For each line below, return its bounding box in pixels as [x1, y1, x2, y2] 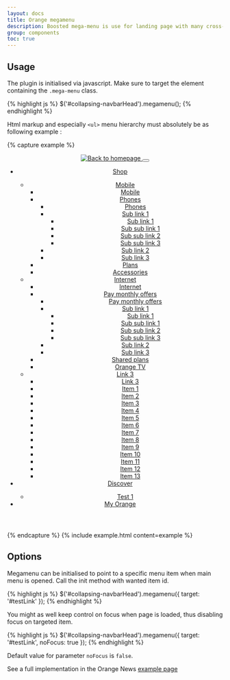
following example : [7, 127, 62, 136]
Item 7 [121, 428, 140, 436]
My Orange [104, 500, 136, 508]
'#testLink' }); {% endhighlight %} [7, 597, 103, 605]
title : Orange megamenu [7, 16, 75, 23]
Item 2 [121, 391, 140, 400]
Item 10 [120, 450, 141, 458]
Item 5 [121, 413, 140, 422]
